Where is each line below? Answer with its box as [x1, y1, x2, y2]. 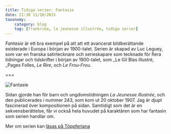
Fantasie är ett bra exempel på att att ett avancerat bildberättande [5, 40, 144, 46]
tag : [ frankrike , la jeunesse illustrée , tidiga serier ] [14, 26, 138, 32]
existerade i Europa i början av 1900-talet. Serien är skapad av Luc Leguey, [5, 46, 163, 52]
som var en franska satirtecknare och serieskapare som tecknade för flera [5, 51, 162, 58]
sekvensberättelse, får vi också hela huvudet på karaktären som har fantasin [5, 108, 166, 114]
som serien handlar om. [5, 113, 55, 120]
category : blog [14, 21, 47, 27]
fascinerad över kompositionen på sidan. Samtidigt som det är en [5, 102, 142, 109]
